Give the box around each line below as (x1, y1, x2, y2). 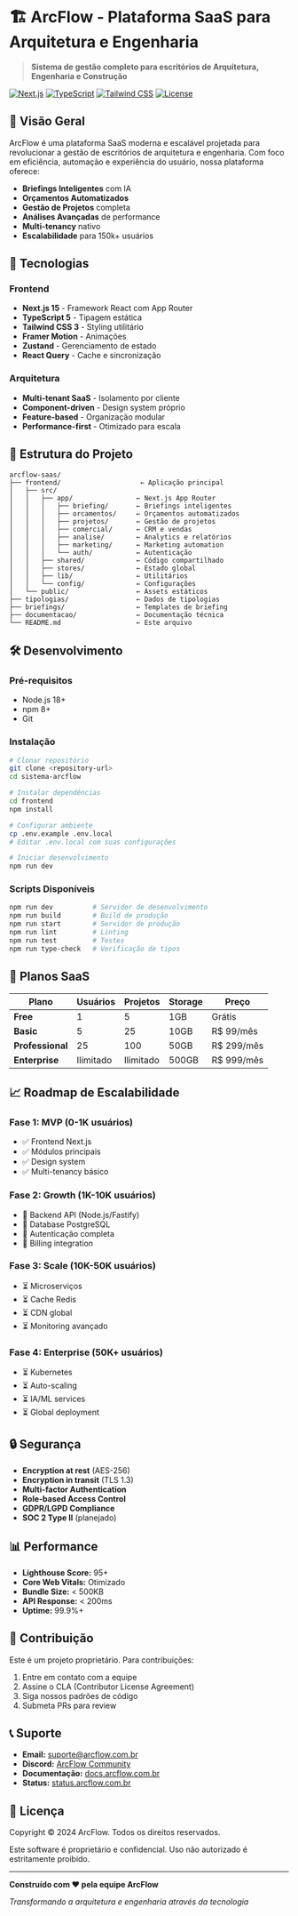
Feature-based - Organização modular (21, 411, 166, 422)
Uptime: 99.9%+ (21, 1605, 84, 1615)
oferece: (9, 165, 40, 176)
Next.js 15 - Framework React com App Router (21, 303, 193, 314)
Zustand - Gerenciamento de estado (21, 341, 157, 351)
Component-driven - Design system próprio (21, 402, 186, 413)
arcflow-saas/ (9, 470, 62, 479)
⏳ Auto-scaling (21, 1380, 78, 1391)
